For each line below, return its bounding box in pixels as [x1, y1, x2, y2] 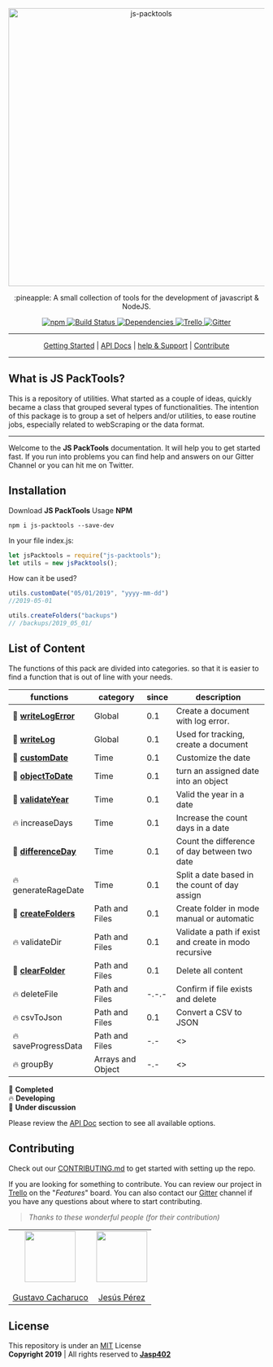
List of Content [8, 642, 85, 656]
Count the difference [175, 835, 255, 846]
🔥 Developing [8, 1092, 55, 1103]
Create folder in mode [175, 903, 260, 914]
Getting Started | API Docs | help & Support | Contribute [43, 341, 230, 350]
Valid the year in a [175, 789, 245, 800]
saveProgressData [12, 1040, 83, 1051]
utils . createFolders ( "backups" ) [8, 612, 118, 620]
